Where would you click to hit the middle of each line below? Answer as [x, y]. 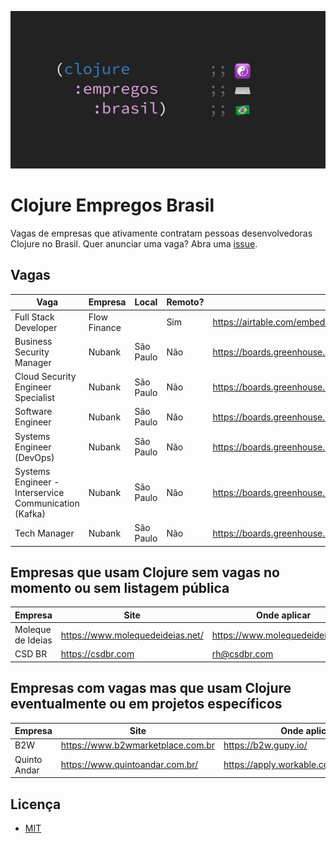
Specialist [34, 397]
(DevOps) [34, 457]
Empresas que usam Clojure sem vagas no [145, 572]
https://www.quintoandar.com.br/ [129, 765]
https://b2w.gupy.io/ [265, 745]
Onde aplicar [284, 615]
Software [33, 412]
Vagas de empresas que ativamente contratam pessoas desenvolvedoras [161, 233]
